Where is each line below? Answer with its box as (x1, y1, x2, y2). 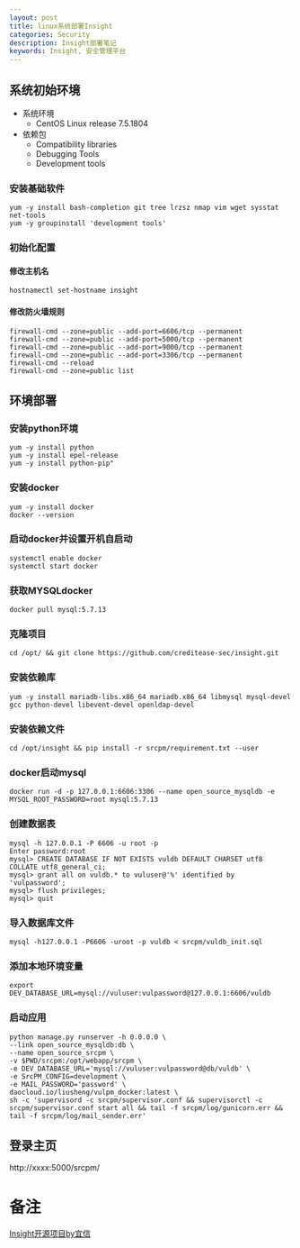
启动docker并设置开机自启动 (9, 533, 133, 545)
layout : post (9, 13, 58, 23)
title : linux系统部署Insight (9, 22, 113, 31)
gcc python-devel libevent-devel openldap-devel (9, 700, 195, 709)
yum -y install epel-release (9, 451, 119, 460)
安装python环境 (9, 422, 79, 434)
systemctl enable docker (9, 553, 102, 563)
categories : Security (9, 30, 91, 39)
